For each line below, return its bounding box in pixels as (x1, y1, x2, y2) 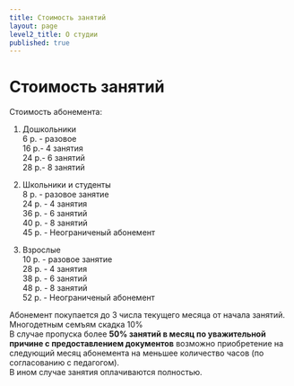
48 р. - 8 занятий (22, 283, 88, 294)
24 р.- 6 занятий (22, 153, 85, 163)
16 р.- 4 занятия (22, 143, 83, 154)
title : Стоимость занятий (9, 13, 106, 22)
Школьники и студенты (22, 180, 111, 190)
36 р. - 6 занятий (22, 208, 88, 219)
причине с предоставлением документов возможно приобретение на (9, 338, 284, 349)
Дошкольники (22, 124, 77, 135)
